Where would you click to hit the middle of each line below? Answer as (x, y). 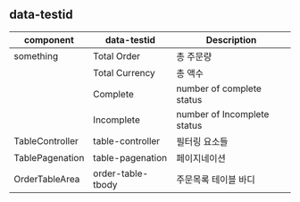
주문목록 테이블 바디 (216, 180)
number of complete (219, 88)
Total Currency (124, 72)
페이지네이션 (201, 158)
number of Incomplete (223, 114)
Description (231, 39)
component (49, 39)
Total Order (117, 55)
